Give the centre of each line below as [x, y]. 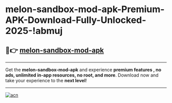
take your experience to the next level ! [46, 80]
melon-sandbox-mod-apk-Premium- [85, 9]
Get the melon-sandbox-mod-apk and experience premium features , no [83, 70]
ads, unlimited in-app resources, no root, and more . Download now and [82, 75]
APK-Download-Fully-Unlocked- [76, 20]
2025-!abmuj [34, 31]
